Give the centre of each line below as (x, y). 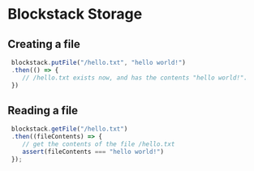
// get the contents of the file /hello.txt (99, 144)
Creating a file (44, 44)
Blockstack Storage (75, 14)
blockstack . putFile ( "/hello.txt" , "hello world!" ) (98, 62)
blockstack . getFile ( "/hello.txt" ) (69, 129)
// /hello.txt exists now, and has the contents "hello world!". (135, 78)
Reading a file (43, 110)
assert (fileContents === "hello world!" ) (93, 152)
